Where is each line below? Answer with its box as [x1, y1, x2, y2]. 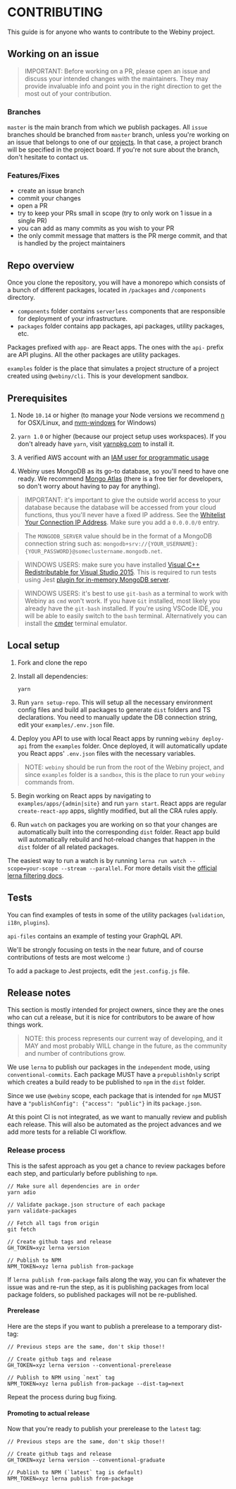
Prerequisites [7, 392, 68, 404]
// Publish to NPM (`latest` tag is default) [7, 1469, 143, 1476]
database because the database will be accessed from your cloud [24, 502, 216, 512]
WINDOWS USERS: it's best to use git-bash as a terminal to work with [24, 589, 228, 597]
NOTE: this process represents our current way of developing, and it [24, 1035, 223, 1043]
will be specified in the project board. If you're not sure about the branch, [7, 145, 220, 154]
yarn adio [7, 1188, 37, 1196]
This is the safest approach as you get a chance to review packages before [7, 1162, 225, 1170]
